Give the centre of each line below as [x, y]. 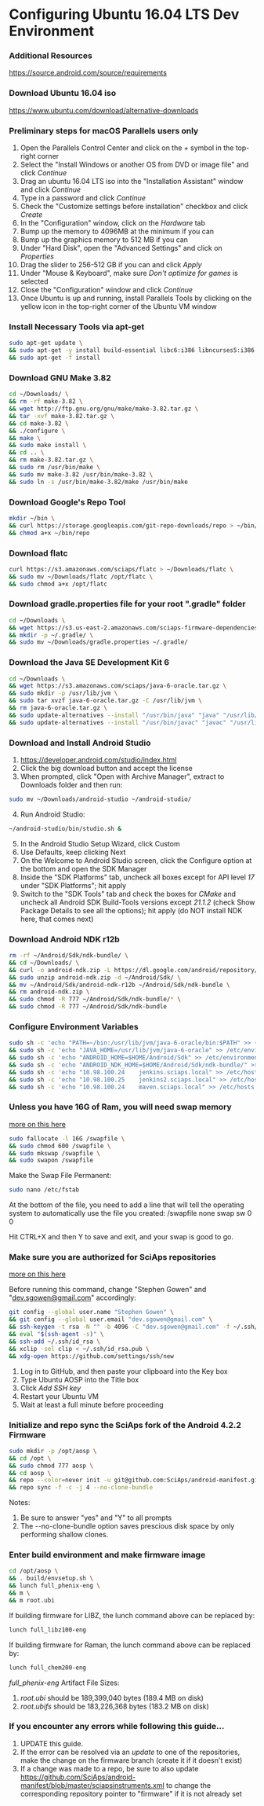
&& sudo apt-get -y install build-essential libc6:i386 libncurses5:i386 [132, 351]
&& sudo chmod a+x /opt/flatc [58, 584]
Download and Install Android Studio [80, 743]
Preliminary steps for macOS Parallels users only [104, 130]
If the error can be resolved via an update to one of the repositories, [130, 1752]
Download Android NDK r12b [64, 939]
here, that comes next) [57, 919]
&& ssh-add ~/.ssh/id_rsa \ [55, 1342]
